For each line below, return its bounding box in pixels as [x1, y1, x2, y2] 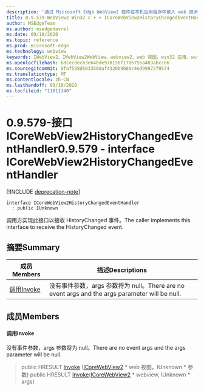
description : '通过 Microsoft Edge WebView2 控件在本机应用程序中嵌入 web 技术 [6, 8, 199, 15]
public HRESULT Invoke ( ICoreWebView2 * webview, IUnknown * [30, 371, 191, 378]
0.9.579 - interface [57, 142, 155, 156]
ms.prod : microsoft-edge [6, 43, 69, 49]
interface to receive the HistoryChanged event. [6, 223, 124, 231]
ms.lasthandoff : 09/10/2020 [6, 83, 78, 89]
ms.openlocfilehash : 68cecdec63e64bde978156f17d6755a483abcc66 [6, 59, 170, 66]
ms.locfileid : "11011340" [6, 88, 72, 94]
